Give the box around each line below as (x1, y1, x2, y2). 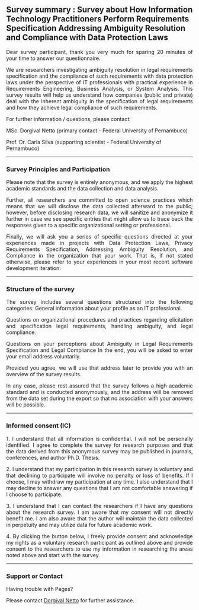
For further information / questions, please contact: (6, 115, 131, 122)
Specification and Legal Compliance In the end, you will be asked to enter (6, 347, 193, 354)
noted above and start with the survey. (6, 551, 101, 558)
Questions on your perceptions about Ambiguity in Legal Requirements (6, 341, 193, 348)
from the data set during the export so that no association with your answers (6, 395, 193, 402)
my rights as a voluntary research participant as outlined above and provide (6, 539, 193, 546)
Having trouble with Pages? (6, 586, 73, 592)
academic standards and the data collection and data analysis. (6, 185, 159, 192)
